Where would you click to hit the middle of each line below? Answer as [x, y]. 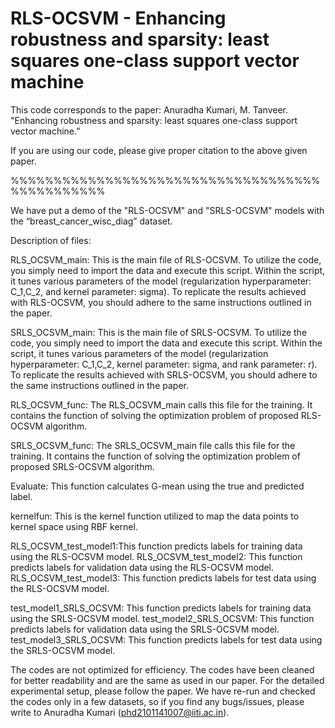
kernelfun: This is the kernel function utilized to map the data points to [155, 516]
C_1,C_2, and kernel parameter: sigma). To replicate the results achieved [158, 291]
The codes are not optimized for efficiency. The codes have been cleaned [162, 669]
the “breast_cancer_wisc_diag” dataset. [91, 221]
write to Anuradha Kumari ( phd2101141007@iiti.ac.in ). [120, 712]
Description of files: [51, 240]
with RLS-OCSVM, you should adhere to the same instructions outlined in [161, 302]
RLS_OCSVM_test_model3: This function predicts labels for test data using [163, 578]
